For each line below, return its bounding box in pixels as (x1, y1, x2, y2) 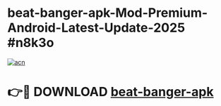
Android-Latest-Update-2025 (7, 20, 186, 36)
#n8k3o (7, 35, 54, 51)
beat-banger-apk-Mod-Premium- (7, 5, 208, 21)
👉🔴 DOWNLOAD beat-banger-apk (7, 84, 214, 100)
